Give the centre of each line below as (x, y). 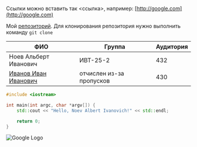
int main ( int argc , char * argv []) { (51, 105)
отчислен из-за (102, 73)
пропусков (95, 81)
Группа (115, 47)
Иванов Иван (28, 73)
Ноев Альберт (29, 57)
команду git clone (30, 32)
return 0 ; (29, 121)
